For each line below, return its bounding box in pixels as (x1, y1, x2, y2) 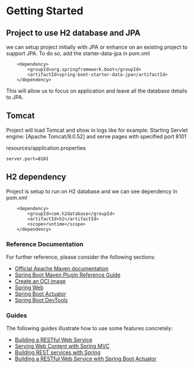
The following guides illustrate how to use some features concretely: (6, 325, 173, 332)
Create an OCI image (14, 277, 66, 284)
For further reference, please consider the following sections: (6, 253, 156, 261)
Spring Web (14, 284, 44, 291)
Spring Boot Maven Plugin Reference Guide (14, 271, 121, 278)
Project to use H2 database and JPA (6, 28, 141, 38)
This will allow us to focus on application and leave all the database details (6, 87, 187, 94)
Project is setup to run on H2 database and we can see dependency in (6, 188, 177, 195)
